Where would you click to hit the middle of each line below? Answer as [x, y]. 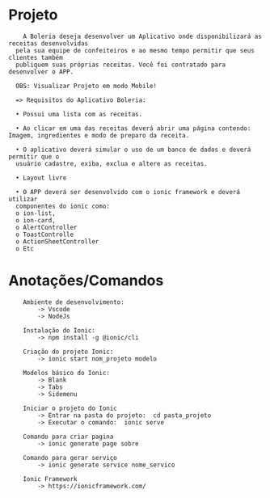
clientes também [36, 57]
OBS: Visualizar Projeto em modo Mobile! [86, 86]
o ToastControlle [45, 234]
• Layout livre [41, 178]
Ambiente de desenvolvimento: [74, 302]
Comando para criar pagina [68, 437]
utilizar [23, 199]
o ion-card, [36, 220]
